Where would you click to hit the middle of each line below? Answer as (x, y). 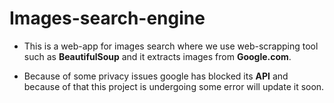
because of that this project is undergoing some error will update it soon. (174, 86)
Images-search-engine (107, 18)
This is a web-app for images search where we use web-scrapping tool (171, 46)
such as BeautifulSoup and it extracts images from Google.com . (157, 56)
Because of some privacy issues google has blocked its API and (156, 76)
